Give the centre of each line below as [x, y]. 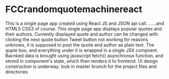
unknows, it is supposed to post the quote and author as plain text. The [80, 45]
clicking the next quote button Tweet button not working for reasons [77, 39]
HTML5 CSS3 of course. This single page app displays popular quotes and [83, 28]
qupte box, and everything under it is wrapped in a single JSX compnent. [82, 50]
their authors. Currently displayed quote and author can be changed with [82, 34]
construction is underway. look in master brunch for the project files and [81, 66]
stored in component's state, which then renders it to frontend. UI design [82, 61]
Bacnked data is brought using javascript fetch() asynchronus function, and [84, 55]
